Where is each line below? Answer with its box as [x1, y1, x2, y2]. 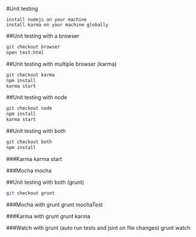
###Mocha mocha [6, 167, 52, 174]
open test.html [6, 49, 44, 56]
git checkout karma [6, 72, 55, 78]
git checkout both [6, 139, 52, 145]
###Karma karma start [6, 155, 62, 162]
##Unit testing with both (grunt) [6, 178, 85, 186]
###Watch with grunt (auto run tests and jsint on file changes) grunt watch [6, 224, 191, 231]
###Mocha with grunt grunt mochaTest [6, 200, 103, 208]
